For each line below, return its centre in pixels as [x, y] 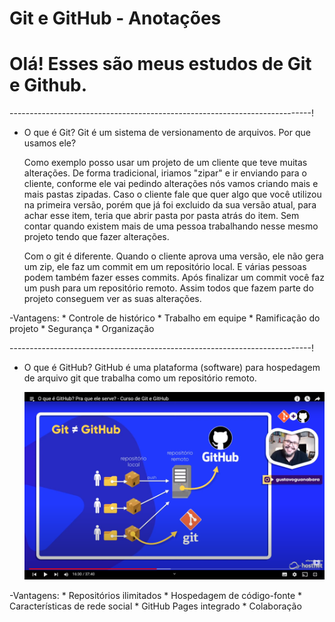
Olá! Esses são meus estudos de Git [160, 64]
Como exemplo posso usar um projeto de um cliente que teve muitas [165, 163]
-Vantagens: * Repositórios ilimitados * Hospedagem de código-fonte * [156, 596]
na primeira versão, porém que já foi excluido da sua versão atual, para [170, 205]
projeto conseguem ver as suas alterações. [112, 299]
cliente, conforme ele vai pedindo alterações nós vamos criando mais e [171, 184]
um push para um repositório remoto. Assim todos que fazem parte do [168, 288]
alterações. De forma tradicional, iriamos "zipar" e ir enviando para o [165, 173]
